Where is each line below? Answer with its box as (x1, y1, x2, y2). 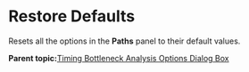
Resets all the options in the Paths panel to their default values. (8, 36, 241, 46)
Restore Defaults (8, 6, 136, 27)
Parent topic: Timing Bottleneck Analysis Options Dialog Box (8, 52, 229, 63)
